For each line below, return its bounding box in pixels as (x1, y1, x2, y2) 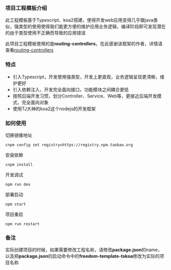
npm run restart (5, 221, 40, 227)
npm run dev (5, 182, 31, 187)
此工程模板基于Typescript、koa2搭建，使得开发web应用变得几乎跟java (5, 17, 154, 23)
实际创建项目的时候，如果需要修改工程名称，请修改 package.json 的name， (5, 247, 162, 253)
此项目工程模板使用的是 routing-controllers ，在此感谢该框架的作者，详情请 (5, 41, 163, 47)
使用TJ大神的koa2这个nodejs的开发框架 (12, 106, 96, 112)
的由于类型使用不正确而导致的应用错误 (5, 30, 85, 36)
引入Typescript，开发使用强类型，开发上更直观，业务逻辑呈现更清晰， (12, 73, 160, 80)
